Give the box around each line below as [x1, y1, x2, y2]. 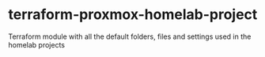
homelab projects [8, 40, 66, 49]
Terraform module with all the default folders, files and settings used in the [8, 32, 252, 41]
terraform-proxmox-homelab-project [8, 6, 258, 24]
